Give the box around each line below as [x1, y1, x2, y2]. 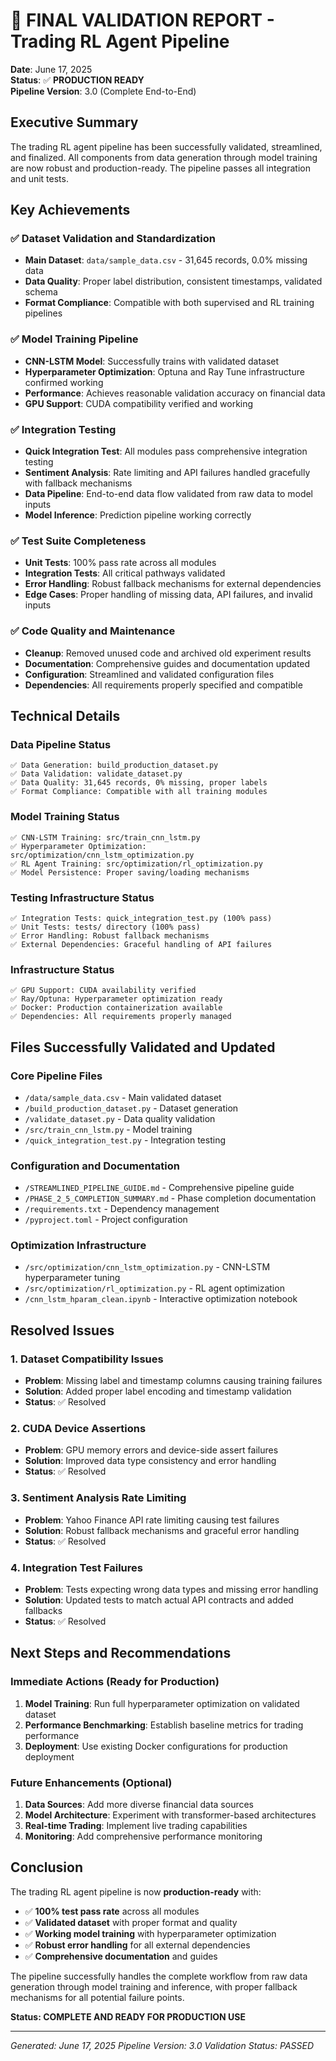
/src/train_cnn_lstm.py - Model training [24, 1123, 193, 1135]
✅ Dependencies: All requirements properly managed [10, 1012, 232, 1022]
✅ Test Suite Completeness [10, 534, 147, 548]
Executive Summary [10, 114, 139, 131]
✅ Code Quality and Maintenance [10, 624, 176, 638]
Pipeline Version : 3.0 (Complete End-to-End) [10, 85, 197, 97]
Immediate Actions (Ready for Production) [10, 1675, 220, 1689]
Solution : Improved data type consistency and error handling [24, 1455, 277, 1467]
